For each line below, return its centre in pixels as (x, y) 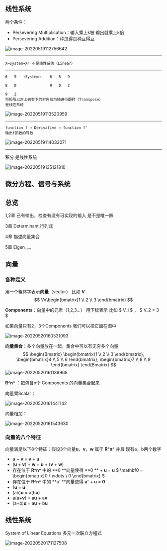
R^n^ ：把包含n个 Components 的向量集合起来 (53, 383)
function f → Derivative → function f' (46, 128)
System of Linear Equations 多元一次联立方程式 (53, 533)
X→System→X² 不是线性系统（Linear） (40, 63)
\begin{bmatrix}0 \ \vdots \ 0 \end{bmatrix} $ (59, 476)
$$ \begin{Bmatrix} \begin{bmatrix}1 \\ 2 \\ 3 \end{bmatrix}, (83, 354)
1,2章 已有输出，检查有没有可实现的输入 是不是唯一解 (59, 216)
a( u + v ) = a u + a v (30, 498)
